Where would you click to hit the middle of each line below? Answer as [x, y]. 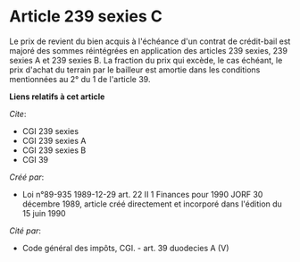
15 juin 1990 [44, 213]
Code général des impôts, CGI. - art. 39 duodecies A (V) [125, 248]
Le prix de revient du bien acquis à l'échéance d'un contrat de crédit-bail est [150, 41]
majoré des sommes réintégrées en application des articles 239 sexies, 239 [149, 50]
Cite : [18, 114]
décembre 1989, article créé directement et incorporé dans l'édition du [152, 204]
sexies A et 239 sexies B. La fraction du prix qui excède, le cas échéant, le [146, 60]
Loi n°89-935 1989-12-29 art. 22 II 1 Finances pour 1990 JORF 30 [142, 194]
